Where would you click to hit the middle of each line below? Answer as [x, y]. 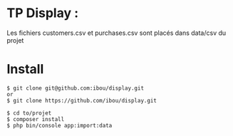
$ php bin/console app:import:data [59, 125]
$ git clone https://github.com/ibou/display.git [82, 100]
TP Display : [43, 13]
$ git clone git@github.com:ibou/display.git [75, 88]
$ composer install [36, 119]
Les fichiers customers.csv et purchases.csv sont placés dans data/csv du [116, 33]
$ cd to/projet [29, 113]
